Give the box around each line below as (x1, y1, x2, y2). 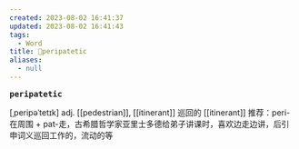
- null (17, 65, 43, 74)
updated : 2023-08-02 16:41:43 (9, 22, 125, 31)
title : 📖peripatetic (9, 47, 88, 56)
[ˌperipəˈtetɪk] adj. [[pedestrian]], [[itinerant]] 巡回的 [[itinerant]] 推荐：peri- (9, 106, 291, 118)
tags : (9, 30, 30, 39)
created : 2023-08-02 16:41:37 (9, 13, 125, 23)
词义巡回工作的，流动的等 (16, 129, 114, 141)
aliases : (9, 55, 43, 65)
